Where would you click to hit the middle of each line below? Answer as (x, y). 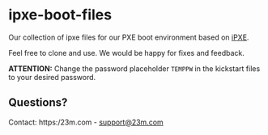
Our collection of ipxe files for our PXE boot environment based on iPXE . (129, 37)
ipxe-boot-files (60, 15)
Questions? (38, 103)
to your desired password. (52, 77)
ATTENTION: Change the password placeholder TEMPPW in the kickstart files (134, 68)
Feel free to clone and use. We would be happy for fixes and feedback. (127, 53)
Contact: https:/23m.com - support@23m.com (86, 122)
